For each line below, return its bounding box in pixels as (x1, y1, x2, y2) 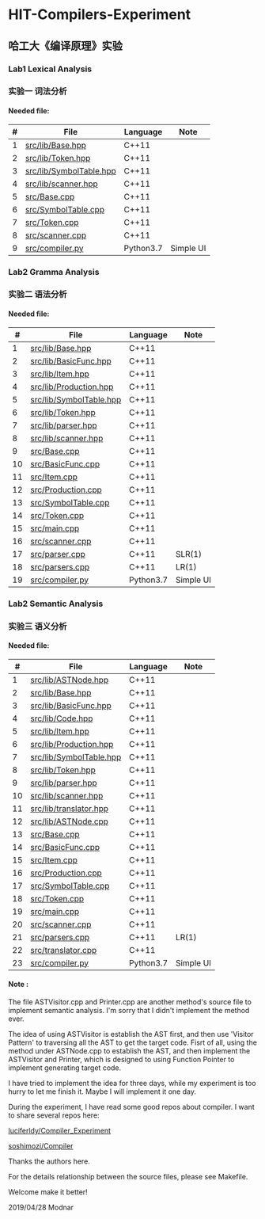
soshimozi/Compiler (8, 1141, 74, 1150)
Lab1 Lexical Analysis (8, 63, 93, 74)
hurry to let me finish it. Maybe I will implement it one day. (8, 1087, 196, 1096)
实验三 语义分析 (8, 620, 67, 631)
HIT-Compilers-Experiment (8, 6, 191, 24)
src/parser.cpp (30, 548, 85, 559)
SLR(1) (175, 548, 202, 559)
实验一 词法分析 (8, 86, 67, 97)
